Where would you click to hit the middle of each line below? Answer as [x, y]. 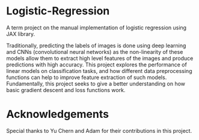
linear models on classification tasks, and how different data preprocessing [99, 71]
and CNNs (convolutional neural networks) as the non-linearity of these [95, 51]
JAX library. [21, 34]
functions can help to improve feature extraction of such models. [87, 77]
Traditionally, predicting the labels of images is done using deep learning [96, 45]
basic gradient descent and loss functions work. [66, 90]
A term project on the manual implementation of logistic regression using [96, 28]
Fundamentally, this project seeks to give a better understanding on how [96, 83]
